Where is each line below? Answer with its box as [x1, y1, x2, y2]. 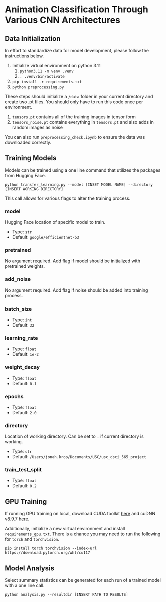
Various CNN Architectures [5, 14, 121, 26]
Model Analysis [5, 564, 55, 572]
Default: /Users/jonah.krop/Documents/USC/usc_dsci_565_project [12, 454, 146, 460]
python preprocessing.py [12, 85, 64, 90]
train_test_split [5, 466, 42, 473]
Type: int [12, 317, 32, 323]
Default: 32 [12, 322, 35, 328]
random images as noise [12, 124, 63, 130]
